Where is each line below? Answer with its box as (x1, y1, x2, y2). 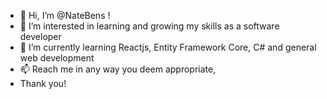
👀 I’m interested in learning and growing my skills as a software (19, 20, 280, 32)
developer (19, 31, 62, 42)
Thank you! (19, 78, 67, 89)
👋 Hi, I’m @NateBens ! (19, 10, 111, 21)
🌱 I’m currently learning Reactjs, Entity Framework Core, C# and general (19, 41, 317, 53)
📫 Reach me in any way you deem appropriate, (19, 63, 217, 75)
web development (19, 52, 95, 64)
